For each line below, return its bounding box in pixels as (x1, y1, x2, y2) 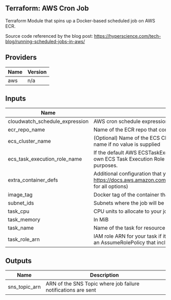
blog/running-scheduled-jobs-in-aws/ (5, 38, 85, 44)
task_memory (8, 216, 41, 223)
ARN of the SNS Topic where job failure (45, 280, 140, 287)
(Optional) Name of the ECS (93, 135, 160, 142)
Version (27, 68, 47, 76)
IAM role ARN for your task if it (93, 233, 166, 240)
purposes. (93, 162, 118, 169)
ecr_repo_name (8, 126, 45, 133)
